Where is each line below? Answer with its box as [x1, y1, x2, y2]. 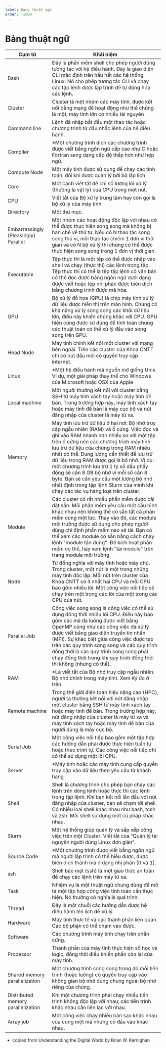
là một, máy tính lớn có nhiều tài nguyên [51, 111, 144, 118]
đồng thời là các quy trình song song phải [51, 648, 148, 655]
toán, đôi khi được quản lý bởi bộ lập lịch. [51, 172, 147, 179]
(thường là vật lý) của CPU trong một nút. [51, 186, 147, 193]
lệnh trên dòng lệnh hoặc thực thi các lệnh [51, 787, 150, 794]
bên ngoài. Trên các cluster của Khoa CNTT [51, 346, 154, 353]
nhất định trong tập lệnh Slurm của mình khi [51, 481, 153, 488]
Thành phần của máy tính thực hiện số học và [51, 944, 158, 951]
